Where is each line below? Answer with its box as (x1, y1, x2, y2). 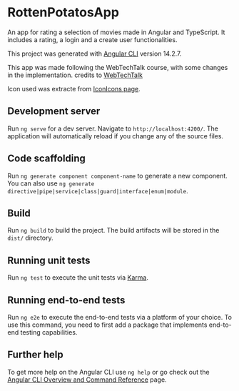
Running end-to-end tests (7, 294, 126, 306)
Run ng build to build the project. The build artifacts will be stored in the (7, 226, 220, 235)
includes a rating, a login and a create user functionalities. (7, 35, 178, 44)
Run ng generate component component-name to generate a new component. (7, 171, 228, 180)
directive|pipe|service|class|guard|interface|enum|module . (7, 186, 188, 195)
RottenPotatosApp (7, 4, 120, 21)
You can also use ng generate (7, 179, 95, 188)
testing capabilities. (20, 328, 78, 336)
